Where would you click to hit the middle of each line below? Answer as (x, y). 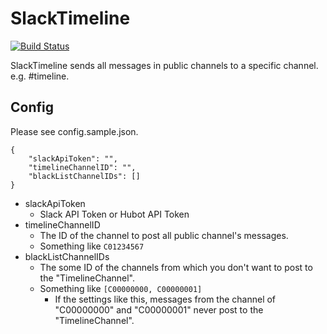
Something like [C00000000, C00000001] (121, 288)
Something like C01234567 (92, 246)
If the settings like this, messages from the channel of (165, 299)
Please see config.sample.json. (74, 131)
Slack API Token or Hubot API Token (114, 214)
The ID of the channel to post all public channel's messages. (164, 235)
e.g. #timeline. (40, 76)
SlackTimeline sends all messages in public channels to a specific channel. (164, 65)
